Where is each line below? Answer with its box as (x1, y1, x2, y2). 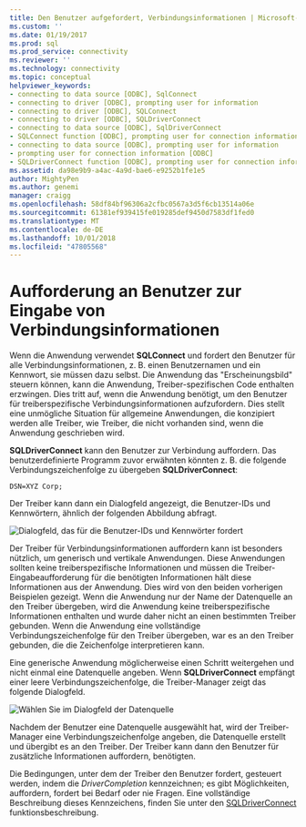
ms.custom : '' (9, 22, 64, 31)
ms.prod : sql (9, 38, 59, 48)
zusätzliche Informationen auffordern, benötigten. (9, 750, 196, 761)
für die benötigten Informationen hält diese (90, 572, 252, 583)
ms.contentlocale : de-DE (9, 225, 104, 234)
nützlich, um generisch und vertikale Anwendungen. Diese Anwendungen (9, 553, 285, 564)
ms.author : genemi (9, 183, 79, 192)
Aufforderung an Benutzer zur (9, 281, 242, 301)
